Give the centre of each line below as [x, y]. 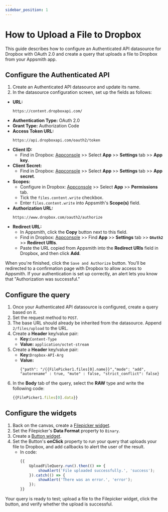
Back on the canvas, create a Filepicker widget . [61, 425]
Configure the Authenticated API [57, 75]
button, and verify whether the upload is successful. [59, 504]
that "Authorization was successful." [43, 279]
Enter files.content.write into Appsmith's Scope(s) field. [80, 203]
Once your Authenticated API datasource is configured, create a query [85, 307]
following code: [28, 389]
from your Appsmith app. [31, 59]
